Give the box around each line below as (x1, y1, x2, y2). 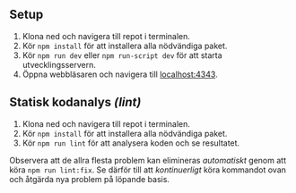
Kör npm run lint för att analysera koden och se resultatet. (22, 138, 240, 148)
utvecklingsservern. (22, 59, 96, 70)
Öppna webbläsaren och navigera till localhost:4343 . (22, 69, 218, 80)
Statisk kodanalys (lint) (9, 95, 142, 110)
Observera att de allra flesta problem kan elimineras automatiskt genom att (9, 155, 287, 165)
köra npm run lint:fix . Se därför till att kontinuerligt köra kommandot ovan (9, 164, 287, 175)
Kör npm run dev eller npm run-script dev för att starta (22, 49, 222, 61)
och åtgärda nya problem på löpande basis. (9, 173, 170, 184)
